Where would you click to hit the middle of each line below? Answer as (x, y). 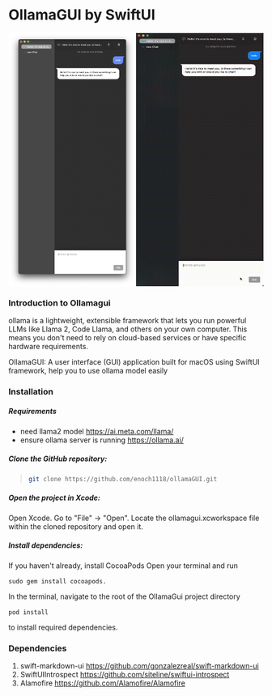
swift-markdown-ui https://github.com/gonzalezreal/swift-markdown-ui (139, 666)
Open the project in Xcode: (55, 497)
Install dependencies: (46, 545)
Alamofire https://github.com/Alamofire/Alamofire (103, 683)
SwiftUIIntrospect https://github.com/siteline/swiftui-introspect (125, 675)
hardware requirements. (49, 347)
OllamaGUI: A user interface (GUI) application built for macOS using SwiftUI (134, 362)
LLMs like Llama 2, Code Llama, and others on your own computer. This (128, 329)
